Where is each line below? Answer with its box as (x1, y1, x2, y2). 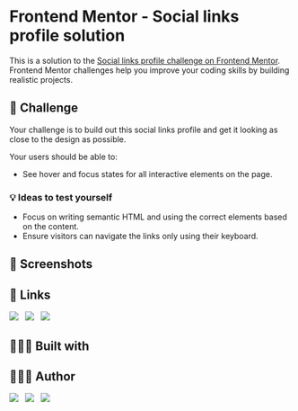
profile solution (9, 25, 126, 46)
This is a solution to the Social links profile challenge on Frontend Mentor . (9, 55, 281, 66)
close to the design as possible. (9, 133, 127, 145)
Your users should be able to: (9, 151, 118, 162)
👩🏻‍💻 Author (9, 369, 76, 384)
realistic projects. (9, 74, 74, 85)
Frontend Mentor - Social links (9, 6, 240, 27)
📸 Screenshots (9, 256, 93, 272)
